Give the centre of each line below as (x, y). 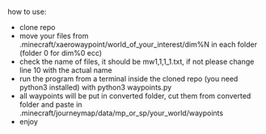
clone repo (37, 27)
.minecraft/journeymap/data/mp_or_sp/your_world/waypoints (121, 113)
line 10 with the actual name (65, 70)
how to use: (27, 12)
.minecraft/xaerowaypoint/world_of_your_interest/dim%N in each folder (138, 44)
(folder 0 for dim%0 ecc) (61, 53)
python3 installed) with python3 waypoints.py (95, 87)
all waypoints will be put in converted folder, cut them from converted (135, 96)
